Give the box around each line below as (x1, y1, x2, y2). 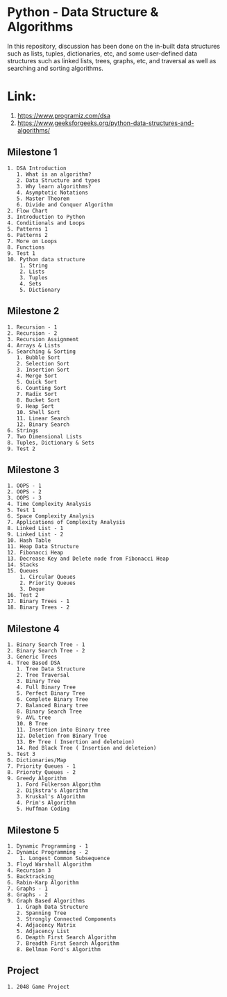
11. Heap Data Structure (7, 543, 79, 550)
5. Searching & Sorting (7, 348, 76, 355)
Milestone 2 (7, 305, 60, 317)
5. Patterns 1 (7, 225, 49, 233)
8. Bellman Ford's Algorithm (16, 946, 101, 953)
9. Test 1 (7, 249, 36, 257)
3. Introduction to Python (7, 213, 85, 220)
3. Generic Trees (7, 654, 58, 661)
